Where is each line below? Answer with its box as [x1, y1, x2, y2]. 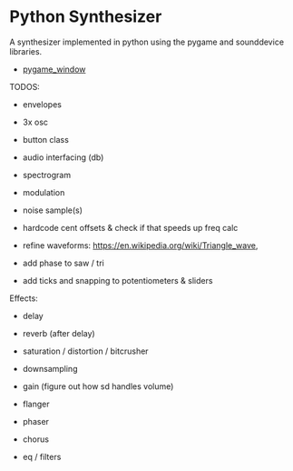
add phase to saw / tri [22, 257, 104, 268]
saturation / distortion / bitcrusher [22, 346, 149, 356]
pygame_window [22, 64, 86, 75]
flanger [22, 398, 50, 409]
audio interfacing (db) [22, 152, 104, 163]
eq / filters [22, 451, 62, 462]
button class [22, 134, 70, 145]
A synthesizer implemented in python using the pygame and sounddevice [9, 36, 284, 47]
